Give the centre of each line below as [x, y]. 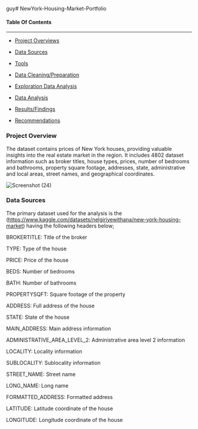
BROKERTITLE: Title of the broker [47, 237]
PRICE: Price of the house [37, 260]
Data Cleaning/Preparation [47, 75]
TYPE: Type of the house [36, 248]
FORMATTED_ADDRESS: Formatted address [60, 397]
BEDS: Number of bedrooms [40, 271]
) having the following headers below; [69, 226]
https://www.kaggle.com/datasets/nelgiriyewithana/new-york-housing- [95, 219]
